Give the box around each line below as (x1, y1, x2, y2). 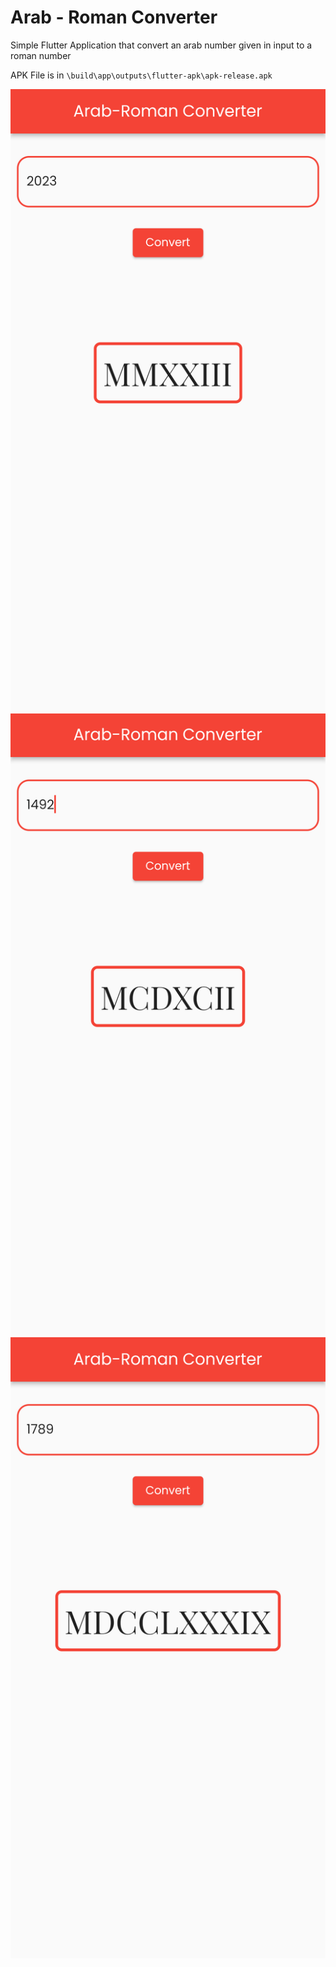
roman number (10, 49, 72, 61)
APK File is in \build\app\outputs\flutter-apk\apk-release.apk (10, 69, 273, 81)
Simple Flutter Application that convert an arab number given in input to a (10, 39, 313, 51)
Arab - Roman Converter (10, 6, 218, 29)
